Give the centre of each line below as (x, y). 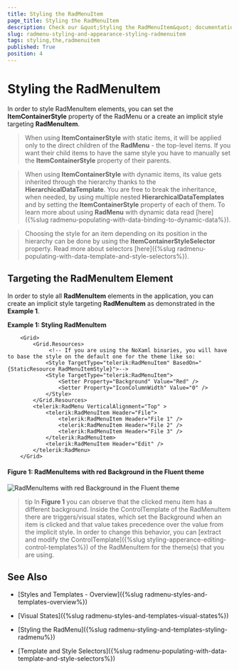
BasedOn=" (187, 363)
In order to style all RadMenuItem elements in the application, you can (111, 296)
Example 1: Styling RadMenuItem (57, 324)
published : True (31, 47)
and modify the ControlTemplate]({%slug (85, 540)
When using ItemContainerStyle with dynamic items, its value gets (123, 174)
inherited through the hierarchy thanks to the (90, 182)
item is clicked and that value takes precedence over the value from (124, 524)
